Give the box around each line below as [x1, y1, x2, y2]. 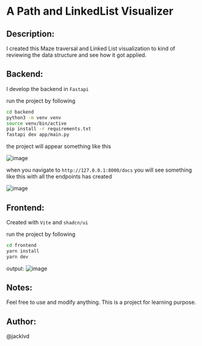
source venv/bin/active [6, 120, 67, 127]
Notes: [6, 282, 32, 293]
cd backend [6, 109, 34, 115]
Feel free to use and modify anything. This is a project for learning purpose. [6, 298, 197, 306]
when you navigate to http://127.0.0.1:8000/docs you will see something [6, 166, 192, 174]
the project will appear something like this [6, 142, 112, 150]
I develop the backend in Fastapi [6, 85, 89, 92]
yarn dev [6, 254, 29, 260]
